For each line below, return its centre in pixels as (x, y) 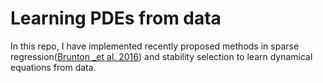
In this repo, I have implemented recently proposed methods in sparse (155, 46)
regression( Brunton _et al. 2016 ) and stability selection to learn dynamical (161, 56)
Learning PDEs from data (116, 18)
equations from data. (53, 67)
